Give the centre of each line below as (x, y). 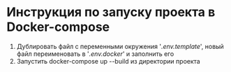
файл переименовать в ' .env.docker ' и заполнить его (95, 54)
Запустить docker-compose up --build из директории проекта (108, 61)
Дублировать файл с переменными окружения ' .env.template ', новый (120, 46)
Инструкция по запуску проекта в (111, 12)
